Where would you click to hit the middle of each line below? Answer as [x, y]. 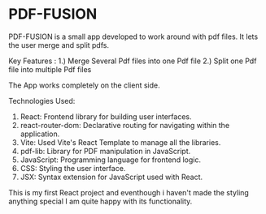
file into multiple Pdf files [50, 69]
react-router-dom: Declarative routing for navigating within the [125, 125]
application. [40, 134]
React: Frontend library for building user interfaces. [106, 116]
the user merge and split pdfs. [59, 45]
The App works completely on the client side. [84, 85]
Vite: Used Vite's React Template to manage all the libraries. [120, 142]
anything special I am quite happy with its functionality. [100, 201]
